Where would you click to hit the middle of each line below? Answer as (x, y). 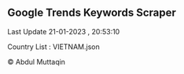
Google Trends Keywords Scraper (92, 13)
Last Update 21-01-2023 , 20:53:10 (64, 31)
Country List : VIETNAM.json (53, 47)
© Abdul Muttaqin (37, 62)
